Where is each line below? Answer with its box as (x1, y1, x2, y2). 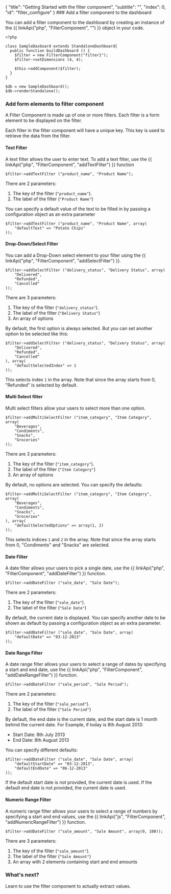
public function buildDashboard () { (10, 48, 90, 53)
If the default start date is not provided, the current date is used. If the (5, 779, 152, 785)
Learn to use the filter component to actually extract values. (5, 883, 131, 889)
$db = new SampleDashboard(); (5, 84, 70, 89)
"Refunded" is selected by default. (5, 382, 78, 388)
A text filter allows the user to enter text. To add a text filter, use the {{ (5, 156, 152, 162)
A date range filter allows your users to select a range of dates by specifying (5, 661, 166, 667)
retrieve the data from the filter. (5, 133, 71, 139)
